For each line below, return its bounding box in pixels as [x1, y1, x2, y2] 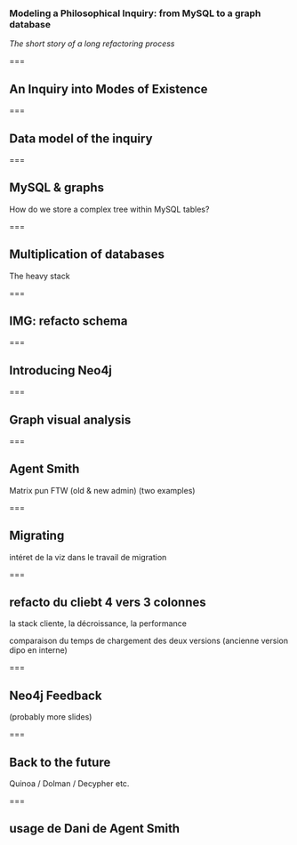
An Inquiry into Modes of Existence [9, 81, 208, 96]
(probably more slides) [9, 712, 92, 722]
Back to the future [9, 754, 111, 769]
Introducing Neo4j [9, 363, 113, 378]
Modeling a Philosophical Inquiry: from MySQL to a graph [9, 7, 261, 20]
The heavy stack [9, 270, 70, 281]
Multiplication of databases [9, 247, 165, 262]
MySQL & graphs [9, 181, 105, 196]
